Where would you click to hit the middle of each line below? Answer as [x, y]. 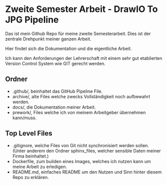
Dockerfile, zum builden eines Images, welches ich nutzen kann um [82, 161]
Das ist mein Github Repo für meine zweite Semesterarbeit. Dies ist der [78, 33]
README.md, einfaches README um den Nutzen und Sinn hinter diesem [87, 172]
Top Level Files [29, 133]
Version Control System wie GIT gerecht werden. [55, 63]
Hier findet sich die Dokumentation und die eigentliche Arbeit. [69, 48]
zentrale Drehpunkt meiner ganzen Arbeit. [48, 39]
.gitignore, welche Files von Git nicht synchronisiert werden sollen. [81, 145]
